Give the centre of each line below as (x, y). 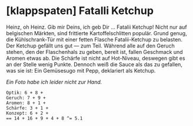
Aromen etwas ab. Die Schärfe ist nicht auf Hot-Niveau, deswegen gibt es (96, 58)
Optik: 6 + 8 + (25, 93)
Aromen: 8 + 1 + (26, 103)
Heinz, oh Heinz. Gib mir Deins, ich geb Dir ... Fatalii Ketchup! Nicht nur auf (96, 27)
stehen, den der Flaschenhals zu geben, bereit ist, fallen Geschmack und (94, 52)
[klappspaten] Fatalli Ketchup (80, 11)
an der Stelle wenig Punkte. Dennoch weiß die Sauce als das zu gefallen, (94, 64)
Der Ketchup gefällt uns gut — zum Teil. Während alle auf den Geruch (90, 46)
